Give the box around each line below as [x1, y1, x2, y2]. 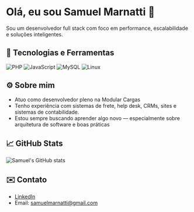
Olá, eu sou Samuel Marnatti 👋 [6, 5, 155, 19]
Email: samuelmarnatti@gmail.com [14, 199, 98, 207]
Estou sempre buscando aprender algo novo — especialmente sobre [14, 114, 180, 122]
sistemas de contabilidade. [14, 108, 79, 115]
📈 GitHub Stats [6, 138, 63, 148]
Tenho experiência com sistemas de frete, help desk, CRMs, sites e [14, 102, 177, 109]
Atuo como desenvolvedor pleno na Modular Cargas [14, 96, 141, 103]
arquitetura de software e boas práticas [14, 121, 110, 128]
